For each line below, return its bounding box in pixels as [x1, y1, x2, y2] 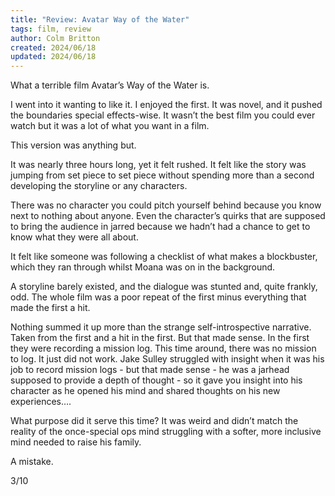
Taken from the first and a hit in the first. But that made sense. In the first [10, 332, 310, 344]
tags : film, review [10, 24, 92, 34]
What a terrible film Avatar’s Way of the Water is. [10, 79, 210, 91]
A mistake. [10, 456, 54, 468]
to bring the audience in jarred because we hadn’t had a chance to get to [10, 221, 311, 233]
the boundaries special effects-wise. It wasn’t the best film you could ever [10, 109, 316, 121]
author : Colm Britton [10, 33, 101, 43]
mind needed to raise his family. [10, 436, 142, 448]
